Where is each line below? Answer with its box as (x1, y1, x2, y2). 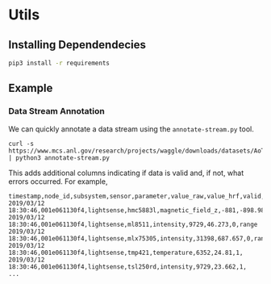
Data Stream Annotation (8, 106, 105, 117)
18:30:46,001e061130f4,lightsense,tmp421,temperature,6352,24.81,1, (8, 248, 244, 257)
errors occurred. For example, (8, 176, 108, 186)
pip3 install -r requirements (8, 59, 110, 67)
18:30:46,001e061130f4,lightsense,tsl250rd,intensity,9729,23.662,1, (8, 262, 248, 271)
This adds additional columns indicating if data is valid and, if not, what (8, 168, 244, 177)
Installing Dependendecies (8, 38, 147, 52)
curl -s (8, 140, 35, 148)
